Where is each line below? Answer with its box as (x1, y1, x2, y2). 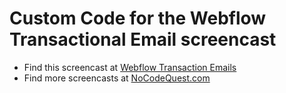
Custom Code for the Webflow (9, 7, 267, 30)
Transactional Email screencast (9, 28, 277, 51)
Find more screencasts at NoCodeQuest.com (23, 72, 211, 84)
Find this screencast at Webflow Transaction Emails (23, 61, 237, 73)
